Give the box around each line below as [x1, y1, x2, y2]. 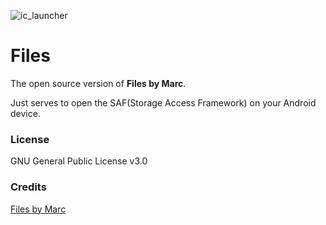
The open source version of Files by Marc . [10, 77, 187, 89]
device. [10, 107, 41, 119]
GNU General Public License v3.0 [10, 155, 148, 167]
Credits [10, 180, 47, 194]
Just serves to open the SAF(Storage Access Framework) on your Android [10, 96, 317, 109]
